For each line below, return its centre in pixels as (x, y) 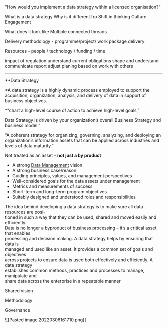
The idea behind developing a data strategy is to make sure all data (74, 207)
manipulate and (21, 276)
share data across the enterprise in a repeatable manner (63, 281)
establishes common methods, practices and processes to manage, (75, 270)
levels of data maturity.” (29, 146)
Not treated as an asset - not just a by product (53, 155)
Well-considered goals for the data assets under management (76, 181)
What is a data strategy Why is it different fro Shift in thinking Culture (76, 17)
